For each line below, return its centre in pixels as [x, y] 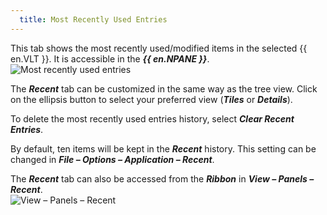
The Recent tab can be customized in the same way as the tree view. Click [164, 88]
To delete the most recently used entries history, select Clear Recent [152, 118]
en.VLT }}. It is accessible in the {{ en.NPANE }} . [110, 58]
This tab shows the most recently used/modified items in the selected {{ [159, 48]
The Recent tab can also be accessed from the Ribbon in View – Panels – [162, 178]
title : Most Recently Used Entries [93, 19]
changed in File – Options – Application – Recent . [112, 159]
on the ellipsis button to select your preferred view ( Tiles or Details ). [151, 99]
